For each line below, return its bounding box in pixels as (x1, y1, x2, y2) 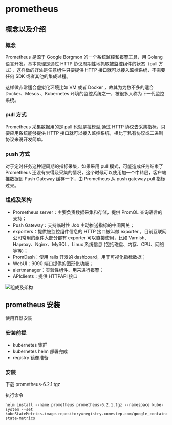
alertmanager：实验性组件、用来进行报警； (12, 267, 104, 273)
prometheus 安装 (5, 300, 60, 309)
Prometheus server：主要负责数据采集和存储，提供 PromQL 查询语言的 (12, 209, 163, 215)
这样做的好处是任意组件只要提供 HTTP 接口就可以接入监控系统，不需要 (16, 67, 166, 73)
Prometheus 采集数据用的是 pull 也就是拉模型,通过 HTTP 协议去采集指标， (5, 124, 161, 130)
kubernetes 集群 (12, 341, 48, 348)
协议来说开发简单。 (5, 136, 46, 143)
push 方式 (5, 151, 30, 158)
